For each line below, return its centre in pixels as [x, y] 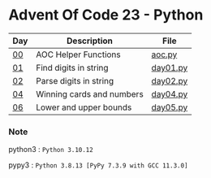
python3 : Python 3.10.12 [51, 150]
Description [90, 41]
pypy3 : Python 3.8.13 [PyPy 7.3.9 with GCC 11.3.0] [98, 165]
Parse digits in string [75, 80]
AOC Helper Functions [79, 54]
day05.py [170, 107]
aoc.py [164, 54]
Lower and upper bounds [84, 107]
